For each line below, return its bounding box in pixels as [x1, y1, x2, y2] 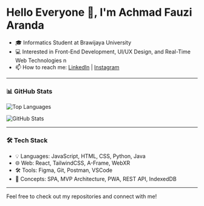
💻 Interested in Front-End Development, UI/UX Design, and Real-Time [15, 48, 191, 55]
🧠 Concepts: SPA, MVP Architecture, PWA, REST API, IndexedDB [15, 175, 177, 182]
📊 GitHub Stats [6, 87, 53, 95]
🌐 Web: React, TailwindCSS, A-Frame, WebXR [15, 159, 131, 167]
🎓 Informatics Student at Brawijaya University [15, 39, 132, 46]
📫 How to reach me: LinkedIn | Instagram [15, 63, 120, 70]
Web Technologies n [15, 57, 67, 64]
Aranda [6, 18, 44, 32]
